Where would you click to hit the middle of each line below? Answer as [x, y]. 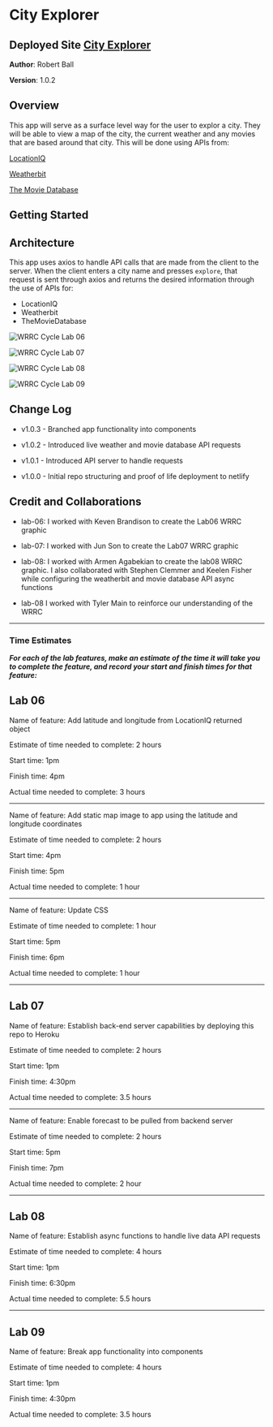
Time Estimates [41, 640]
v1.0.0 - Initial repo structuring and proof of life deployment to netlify [135, 476]
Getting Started [49, 216]
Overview [34, 106]
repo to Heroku [34, 1034]
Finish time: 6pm [37, 957]
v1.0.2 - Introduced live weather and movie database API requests [131, 445]
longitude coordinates [46, 823]
